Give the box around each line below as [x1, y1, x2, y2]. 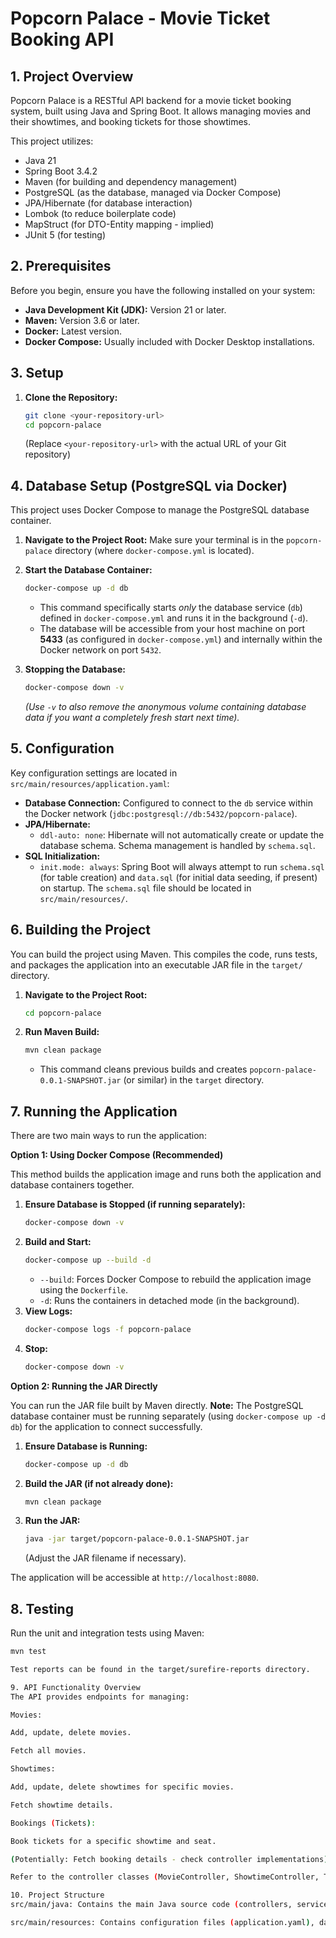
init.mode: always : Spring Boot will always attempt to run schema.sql [39, 860, 325, 872]
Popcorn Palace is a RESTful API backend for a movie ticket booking [10, 95, 292, 106]
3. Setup [10, 365, 64, 382]
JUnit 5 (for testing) [24, 229, 107, 241]
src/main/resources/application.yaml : [10, 777, 170, 789]
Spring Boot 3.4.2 [24, 165, 98, 177]
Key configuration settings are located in [10, 767, 178, 779]
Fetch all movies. [10, 1746, 87, 1756]
